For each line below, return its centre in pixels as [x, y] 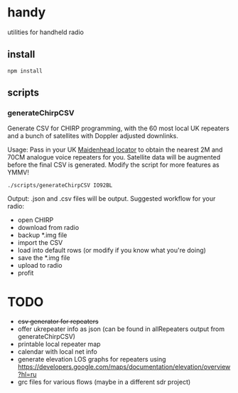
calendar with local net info [57, 352]
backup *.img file [42, 235]
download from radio [48, 228]
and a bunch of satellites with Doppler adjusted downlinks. [93, 136]
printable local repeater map [59, 344]
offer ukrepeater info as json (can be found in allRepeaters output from [121, 329]
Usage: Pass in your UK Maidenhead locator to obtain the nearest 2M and [115, 150]
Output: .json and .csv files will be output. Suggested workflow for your [112, 199]
